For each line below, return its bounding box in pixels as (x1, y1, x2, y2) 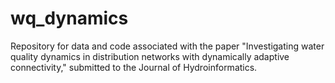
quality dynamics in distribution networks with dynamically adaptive (10, 50, 290, 62)
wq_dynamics (10, 7, 129, 30)
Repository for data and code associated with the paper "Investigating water (10, 40, 325, 52)
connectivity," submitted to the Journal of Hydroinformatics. (10, 61, 258, 73)
